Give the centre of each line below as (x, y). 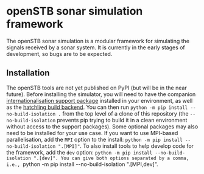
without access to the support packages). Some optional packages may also (102, 127)
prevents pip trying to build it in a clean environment (122, 120)
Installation (28, 73)
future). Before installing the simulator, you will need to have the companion (101, 94)
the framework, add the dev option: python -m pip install (79, 152)
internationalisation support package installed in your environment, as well (100, 100)
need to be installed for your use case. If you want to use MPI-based (92, 133)
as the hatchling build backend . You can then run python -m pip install (97, 107)
